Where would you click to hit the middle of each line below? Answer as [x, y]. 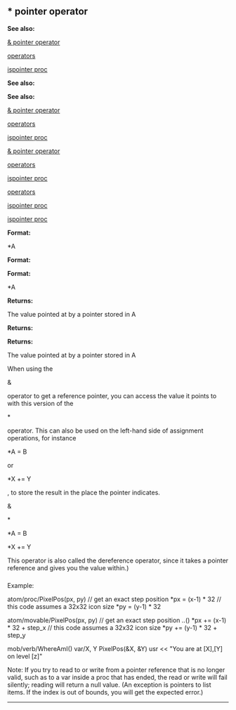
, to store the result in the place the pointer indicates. [84, 492]
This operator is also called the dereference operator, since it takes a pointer [118, 560]
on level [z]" [25, 656]
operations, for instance [42, 438]
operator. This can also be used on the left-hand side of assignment [105, 430]
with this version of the [40, 403]
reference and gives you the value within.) [68, 567]
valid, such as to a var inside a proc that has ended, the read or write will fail [118, 677]
